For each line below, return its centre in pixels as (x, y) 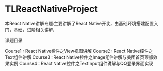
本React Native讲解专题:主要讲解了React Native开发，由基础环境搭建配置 (80, 23)
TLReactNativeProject (52, 9)
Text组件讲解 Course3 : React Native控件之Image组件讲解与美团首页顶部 (79, 57)
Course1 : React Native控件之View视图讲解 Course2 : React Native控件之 (79, 51)
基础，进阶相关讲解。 (35, 30)
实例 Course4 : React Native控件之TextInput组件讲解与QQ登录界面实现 (81, 63)
